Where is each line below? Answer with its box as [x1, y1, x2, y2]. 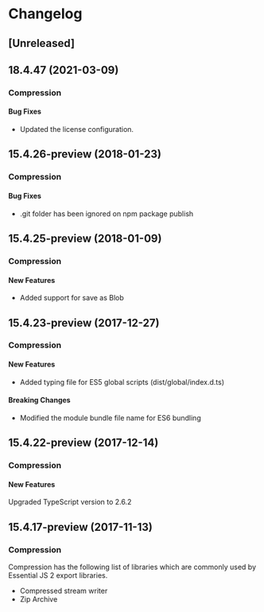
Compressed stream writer [19, 586, 108, 596]
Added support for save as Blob [19, 293, 125, 303]
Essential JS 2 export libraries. [8, 571, 108, 580]
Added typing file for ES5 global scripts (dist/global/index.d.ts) [19, 377, 225, 386]
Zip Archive [19, 595, 58, 604]
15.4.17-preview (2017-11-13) [8, 520, 153, 533]
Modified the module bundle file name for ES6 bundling [19, 413, 201, 422]
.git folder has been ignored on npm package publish [19, 208, 194, 219]
